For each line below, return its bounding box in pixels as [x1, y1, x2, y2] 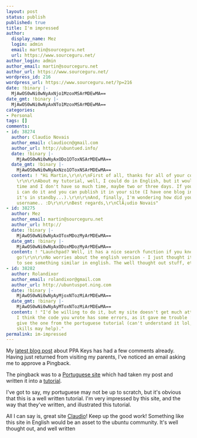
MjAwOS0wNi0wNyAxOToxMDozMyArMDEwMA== [16, 233, 111, 239]
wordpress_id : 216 [6, 74, 51, 80]
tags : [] [6, 118, 28, 124]
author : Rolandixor [11, 271, 59, 277]
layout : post [6, 8, 38, 15]
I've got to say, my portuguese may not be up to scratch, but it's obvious [6, 389, 182, 396]
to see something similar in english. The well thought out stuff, [16, 260, 185, 266]
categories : [6, 107, 35, 113]
